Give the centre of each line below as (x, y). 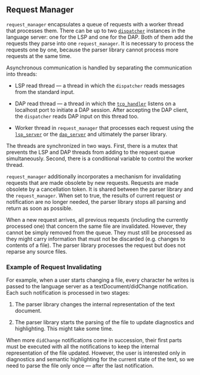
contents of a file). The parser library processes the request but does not (96, 245)
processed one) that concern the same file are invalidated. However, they (96, 226)
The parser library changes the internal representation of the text (95, 304)
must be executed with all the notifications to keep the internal (83, 347)
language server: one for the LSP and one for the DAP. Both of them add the (100, 37)
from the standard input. (44, 92)
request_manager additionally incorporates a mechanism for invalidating (93, 176)
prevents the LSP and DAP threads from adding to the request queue (91, 152)
